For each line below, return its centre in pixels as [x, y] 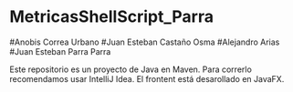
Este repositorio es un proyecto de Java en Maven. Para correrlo [131, 69]
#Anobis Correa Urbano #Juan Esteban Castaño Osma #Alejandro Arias [145, 42]
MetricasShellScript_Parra [112, 17]
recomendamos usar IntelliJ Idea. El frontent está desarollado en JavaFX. [147, 78]
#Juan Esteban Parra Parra [60, 51]
